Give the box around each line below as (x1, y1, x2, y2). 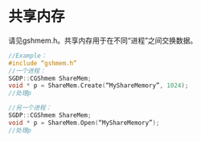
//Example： (8, 52, 47, 60)
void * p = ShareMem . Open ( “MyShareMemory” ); (8, 119, 160, 127)
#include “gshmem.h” (8, 59, 78, 67)
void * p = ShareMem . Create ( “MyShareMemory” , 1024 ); (8, 81, 189, 90)
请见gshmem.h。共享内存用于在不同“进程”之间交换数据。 (8, 35, 198, 45)
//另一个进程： (8, 104, 52, 112)
